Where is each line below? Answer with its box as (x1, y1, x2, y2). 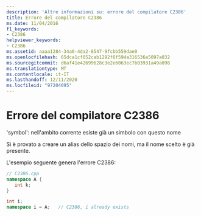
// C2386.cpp (6, 170, 40, 176)
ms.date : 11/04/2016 (6, 20, 59, 26)
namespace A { (6, 176, 43, 183)
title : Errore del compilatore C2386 (6, 15, 102, 21)
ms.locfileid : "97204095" (6, 83, 72, 89)
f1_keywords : (6, 26, 40, 32)
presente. (6, 147, 30, 154)
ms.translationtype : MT (6, 65, 67, 72)
